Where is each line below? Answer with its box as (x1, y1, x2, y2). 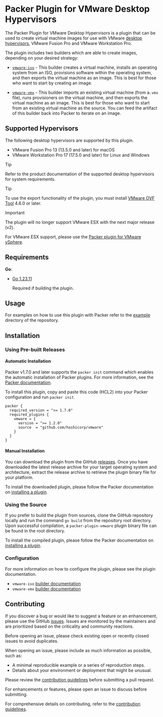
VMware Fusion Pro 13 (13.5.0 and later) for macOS (12, 147, 115, 152)
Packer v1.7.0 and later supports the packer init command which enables (5, 369, 154, 375)
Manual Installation (5, 448, 45, 454)
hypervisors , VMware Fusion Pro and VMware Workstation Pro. (5, 40, 132, 46)
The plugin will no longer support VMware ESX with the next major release (5, 219, 155, 225)
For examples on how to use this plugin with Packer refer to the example (5, 312, 150, 318)
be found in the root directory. (5, 528, 65, 534)
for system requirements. (5, 176, 56, 182)
